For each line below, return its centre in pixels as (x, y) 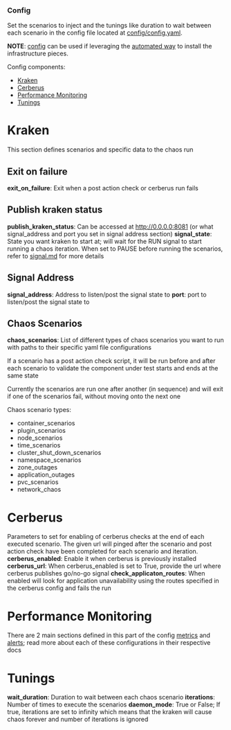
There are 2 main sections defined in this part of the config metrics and (109, 635)
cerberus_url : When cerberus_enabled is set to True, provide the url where (114, 566)
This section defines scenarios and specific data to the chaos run (100, 150)
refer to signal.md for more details (56, 256)
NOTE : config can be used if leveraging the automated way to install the (110, 46)
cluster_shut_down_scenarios (59, 453)
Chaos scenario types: (39, 410)
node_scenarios (40, 438)
